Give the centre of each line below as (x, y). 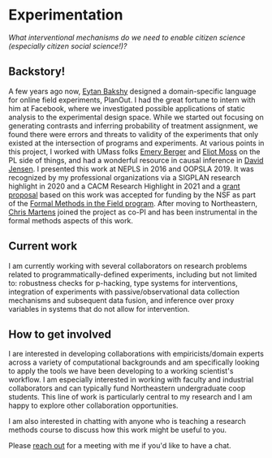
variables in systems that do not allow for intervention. (99, 309)
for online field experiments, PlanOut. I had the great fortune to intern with (132, 100)
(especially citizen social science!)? (68, 45)
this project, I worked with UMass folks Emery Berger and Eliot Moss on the (134, 151)
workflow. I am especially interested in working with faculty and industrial (131, 380)
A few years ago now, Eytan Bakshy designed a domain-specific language (132, 91)
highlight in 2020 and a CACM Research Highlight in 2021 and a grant (125, 186)
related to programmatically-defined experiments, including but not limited (133, 274)
